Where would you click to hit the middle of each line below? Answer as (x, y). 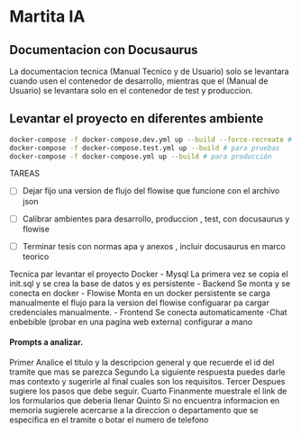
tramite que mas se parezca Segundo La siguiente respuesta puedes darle (147, 372)
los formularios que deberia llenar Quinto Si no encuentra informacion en (145, 400)
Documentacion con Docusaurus (104, 50)
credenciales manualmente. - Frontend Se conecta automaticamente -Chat (148, 312)
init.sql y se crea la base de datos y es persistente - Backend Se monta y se (150, 283)
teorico (36, 256)
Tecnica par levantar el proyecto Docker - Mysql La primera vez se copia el (149, 274)
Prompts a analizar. (46, 342)
